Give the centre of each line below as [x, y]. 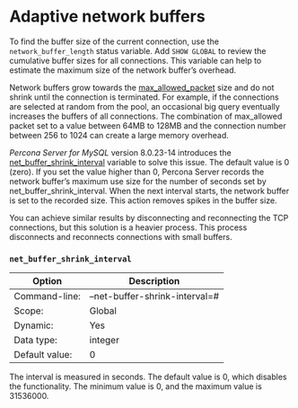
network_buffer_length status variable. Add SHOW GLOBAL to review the [138, 50]
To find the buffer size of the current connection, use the [114, 41]
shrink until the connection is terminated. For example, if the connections [145, 97]
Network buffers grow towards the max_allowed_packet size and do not [142, 87]
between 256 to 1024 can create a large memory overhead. [119, 135]
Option [48, 281]
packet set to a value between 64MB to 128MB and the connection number [148, 125]
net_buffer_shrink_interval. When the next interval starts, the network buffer [149, 191]
